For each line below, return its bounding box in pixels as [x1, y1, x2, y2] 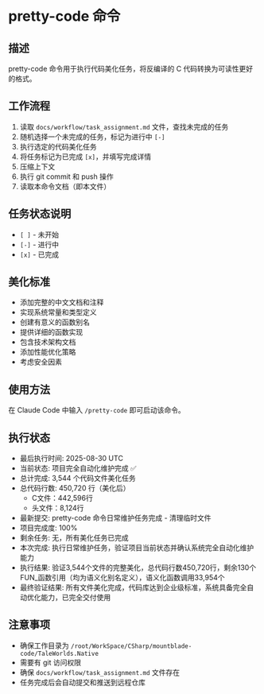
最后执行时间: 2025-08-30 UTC [19, 454, 123, 463]
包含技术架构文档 [19, 337, 76, 347]
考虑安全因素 [19, 357, 62, 366]
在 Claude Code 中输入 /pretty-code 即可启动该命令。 [8, 405, 185, 415]
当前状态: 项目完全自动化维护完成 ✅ [19, 463, 137, 473]
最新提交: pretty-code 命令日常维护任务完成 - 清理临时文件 [19, 514, 212, 523]
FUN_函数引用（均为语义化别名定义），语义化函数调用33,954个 [19, 573, 225, 583]
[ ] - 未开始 [19, 230, 60, 239]
